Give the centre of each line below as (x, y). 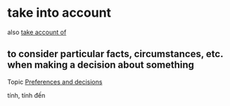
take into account (59, 13)
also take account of (37, 32)
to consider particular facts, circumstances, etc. (115, 54)
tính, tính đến (26, 95)
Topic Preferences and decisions (55, 82)
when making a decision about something (101, 65)
